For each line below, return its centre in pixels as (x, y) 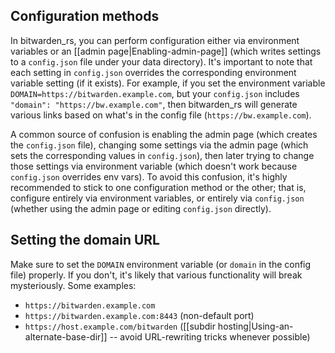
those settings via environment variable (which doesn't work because (154, 166)
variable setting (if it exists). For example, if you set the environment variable (168, 83)
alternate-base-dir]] (66, 336)
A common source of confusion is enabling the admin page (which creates (164, 134)
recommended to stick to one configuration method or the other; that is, (158, 187)
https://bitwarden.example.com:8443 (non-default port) (139, 315)
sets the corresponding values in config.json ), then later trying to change (162, 155)
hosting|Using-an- (255, 326)
